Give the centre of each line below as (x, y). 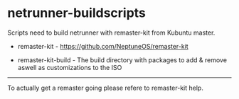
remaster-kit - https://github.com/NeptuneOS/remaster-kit (103, 46)
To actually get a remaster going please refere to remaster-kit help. (106, 88)
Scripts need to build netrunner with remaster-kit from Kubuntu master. (111, 33)
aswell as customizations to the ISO (70, 67)
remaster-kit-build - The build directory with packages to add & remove (122, 60)
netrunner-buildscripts (76, 13)
